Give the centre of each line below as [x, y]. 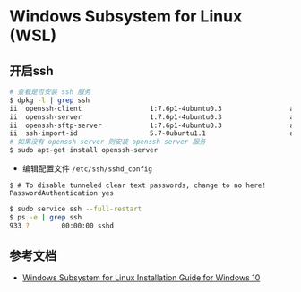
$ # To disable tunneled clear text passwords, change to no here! [138, 185]
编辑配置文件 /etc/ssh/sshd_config [87, 168]
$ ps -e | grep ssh [46, 217]
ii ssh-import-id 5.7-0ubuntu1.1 [107, 133]
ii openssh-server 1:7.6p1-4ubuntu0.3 [116, 117]
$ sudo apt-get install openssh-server [84, 150]
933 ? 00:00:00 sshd [62, 226]
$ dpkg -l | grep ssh [50, 100]
